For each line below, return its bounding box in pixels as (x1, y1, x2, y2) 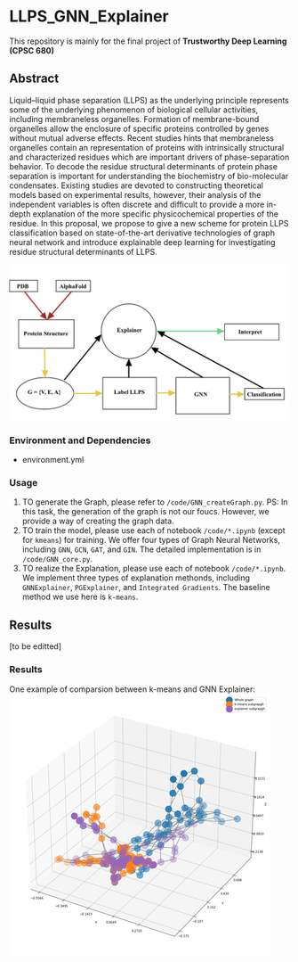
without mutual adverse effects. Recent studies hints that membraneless (9, 132, 274, 144)
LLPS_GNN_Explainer (9, 6, 169, 27)
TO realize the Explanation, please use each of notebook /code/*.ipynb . (21, 563, 286, 574)
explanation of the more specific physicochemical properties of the (32, 208, 278, 219)
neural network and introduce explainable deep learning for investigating (9, 236, 276, 247)
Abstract (9, 71, 60, 86)
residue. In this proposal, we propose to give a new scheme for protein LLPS (9, 218, 289, 228)
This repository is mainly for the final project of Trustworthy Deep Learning (9, 36, 287, 46)
